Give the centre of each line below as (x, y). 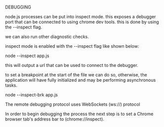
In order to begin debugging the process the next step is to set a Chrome (79, 114)
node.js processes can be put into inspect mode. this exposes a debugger (81, 16)
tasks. (11, 85)
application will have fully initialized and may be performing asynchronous (81, 80)
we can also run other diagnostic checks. (47, 37)
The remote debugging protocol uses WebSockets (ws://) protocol (73, 104)
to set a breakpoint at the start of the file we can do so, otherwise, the (76, 75)
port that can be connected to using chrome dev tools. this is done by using (82, 22)
